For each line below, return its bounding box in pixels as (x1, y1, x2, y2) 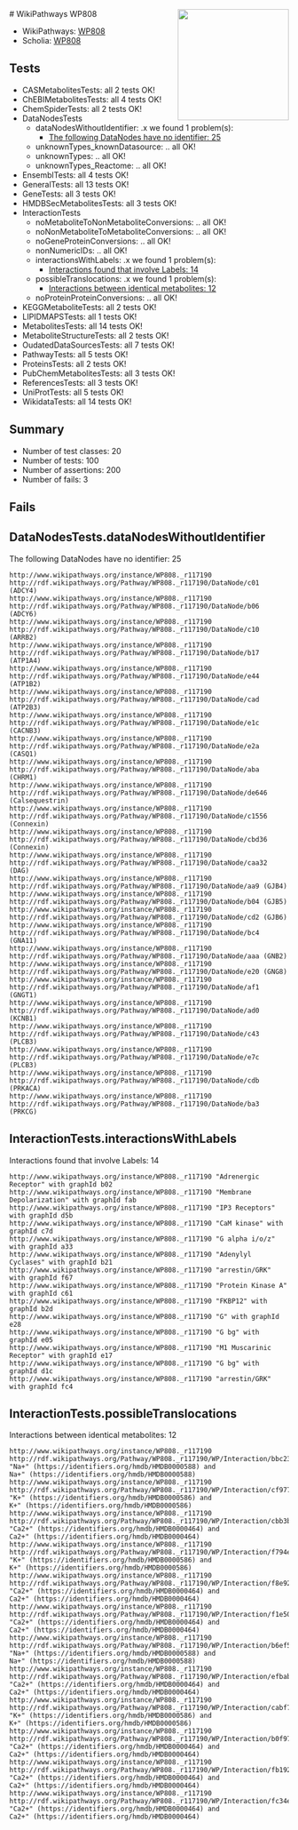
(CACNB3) (9, 726, 42, 735)
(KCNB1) (9, 1013, 38, 1023)
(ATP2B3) (9, 702, 42, 712)
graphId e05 (9, 1335, 53, 1345)
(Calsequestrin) (9, 795, 69, 805)
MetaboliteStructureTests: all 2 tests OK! (21, 330, 169, 340)
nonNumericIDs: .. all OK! (35, 244, 128, 256)
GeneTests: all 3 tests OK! (21, 188, 117, 199)
